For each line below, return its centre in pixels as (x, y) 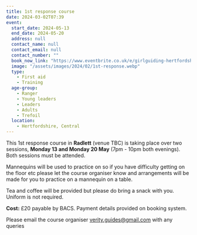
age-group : (25, 88)
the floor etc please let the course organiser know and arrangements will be (98, 173)
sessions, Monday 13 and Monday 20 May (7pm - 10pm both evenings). (93, 149)
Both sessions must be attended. (46, 155)
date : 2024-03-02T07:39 (35, 17)
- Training (30, 83)
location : (23, 121)
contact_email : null (36, 50)
